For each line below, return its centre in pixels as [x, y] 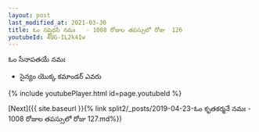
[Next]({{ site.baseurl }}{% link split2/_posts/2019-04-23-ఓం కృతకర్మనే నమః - [130, 109]
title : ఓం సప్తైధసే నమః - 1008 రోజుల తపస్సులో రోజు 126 [95, 30]
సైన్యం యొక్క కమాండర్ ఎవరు [60, 77]
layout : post [29, 15]
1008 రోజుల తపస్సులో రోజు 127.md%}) [65, 119]
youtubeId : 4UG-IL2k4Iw [47, 37]
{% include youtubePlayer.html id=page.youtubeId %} [95, 94]
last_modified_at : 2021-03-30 [58, 23]
